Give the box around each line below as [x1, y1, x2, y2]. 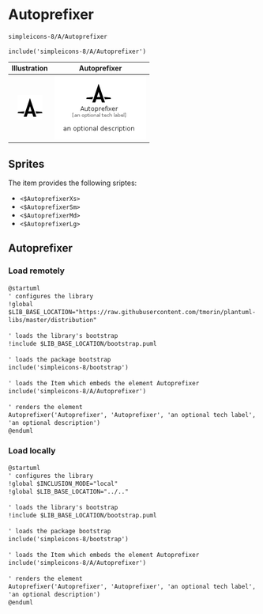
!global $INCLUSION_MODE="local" [8, 479, 118, 487]
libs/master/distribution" [8, 316, 97, 324]
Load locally [8, 445, 56, 456]
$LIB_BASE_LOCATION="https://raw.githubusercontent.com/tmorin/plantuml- [8, 308, 257, 316]
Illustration [11, 63, 49, 73]
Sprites [8, 157, 45, 171]
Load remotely [8, 265, 66, 276]
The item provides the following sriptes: [8, 178, 137, 188]
